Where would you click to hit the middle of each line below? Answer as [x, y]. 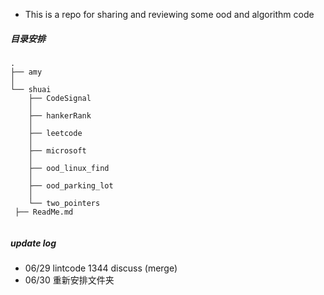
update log [33, 243]
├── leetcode [55, 133]
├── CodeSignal [60, 98]
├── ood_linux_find [69, 168]
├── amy [26, 72]
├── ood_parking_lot [71, 185]
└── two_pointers [64, 203]
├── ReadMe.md [44, 212]
